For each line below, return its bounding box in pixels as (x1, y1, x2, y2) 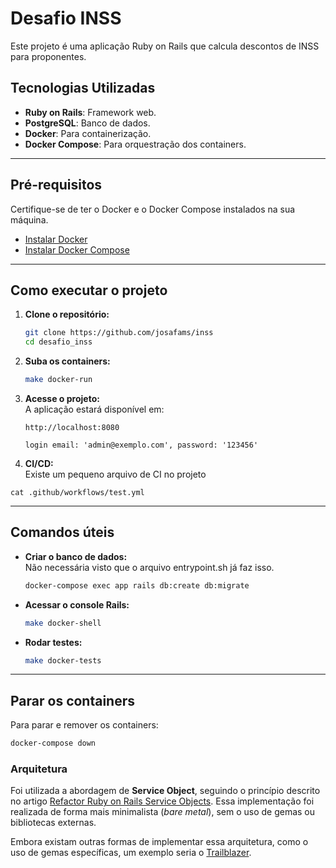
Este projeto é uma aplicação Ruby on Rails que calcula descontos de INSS (10, 40, 320, 52)
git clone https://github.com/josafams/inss (24, 328, 214, 338)
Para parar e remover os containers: (10, 719, 159, 731)
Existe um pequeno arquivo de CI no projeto (24, 468, 207, 480)
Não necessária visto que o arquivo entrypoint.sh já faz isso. (24, 561, 275, 573)
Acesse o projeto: (24, 393, 100, 404)
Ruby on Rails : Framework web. (24, 106, 157, 118)
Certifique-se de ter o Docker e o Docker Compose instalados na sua (10, 203, 296, 215)
